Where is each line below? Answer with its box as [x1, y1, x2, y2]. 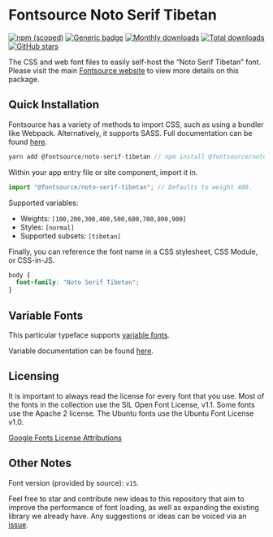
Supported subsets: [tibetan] [19, 230, 122, 241]
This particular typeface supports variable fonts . [8, 330, 171, 339]
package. [8, 74, 40, 84]
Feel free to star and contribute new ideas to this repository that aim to [8, 494, 245, 504]
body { [8, 271, 31, 279]
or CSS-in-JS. [8, 255, 55, 265]
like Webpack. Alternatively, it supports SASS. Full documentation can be [8, 128, 253, 138]
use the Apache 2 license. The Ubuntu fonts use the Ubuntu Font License [8, 408, 254, 418]
